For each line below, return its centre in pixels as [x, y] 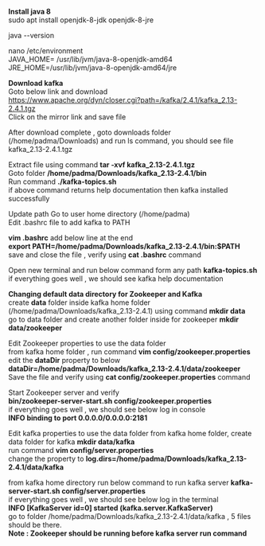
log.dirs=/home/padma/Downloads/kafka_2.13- [166, 458]
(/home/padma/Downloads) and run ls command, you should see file [121, 141]
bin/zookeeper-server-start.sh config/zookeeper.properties [110, 401]
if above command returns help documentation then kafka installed [118, 190]
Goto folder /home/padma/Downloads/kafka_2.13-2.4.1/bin [107, 173]
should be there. [35, 525]
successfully [29, 199]
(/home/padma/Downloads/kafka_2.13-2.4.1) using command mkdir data [127, 311]
